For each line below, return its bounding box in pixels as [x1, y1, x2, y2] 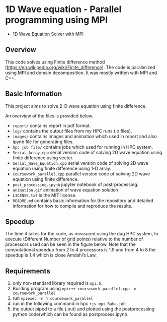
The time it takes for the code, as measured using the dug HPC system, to [5, 231, 158, 237]
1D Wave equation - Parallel [5, 4, 122, 15]
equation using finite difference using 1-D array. [12, 165, 112, 171]
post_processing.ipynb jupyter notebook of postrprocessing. [12, 181, 139, 187]
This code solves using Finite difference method [5, 59, 105, 65]
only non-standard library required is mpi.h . [12, 280, 103, 286]
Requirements [5, 267, 50, 275]
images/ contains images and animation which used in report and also [12, 133, 157, 139]
